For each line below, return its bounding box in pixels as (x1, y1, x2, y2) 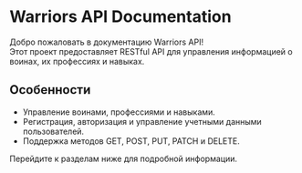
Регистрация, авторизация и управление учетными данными (22, 116, 262, 127)
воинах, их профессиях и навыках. (9, 56, 145, 66)
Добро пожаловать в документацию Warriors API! (9, 36, 203, 47)
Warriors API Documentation (9, 6, 232, 27)
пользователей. (22, 126, 85, 137)
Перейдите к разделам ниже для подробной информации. (9, 153, 238, 164)
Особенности (9, 82, 91, 97)
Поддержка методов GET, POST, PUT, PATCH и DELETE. (22, 135, 240, 147)
